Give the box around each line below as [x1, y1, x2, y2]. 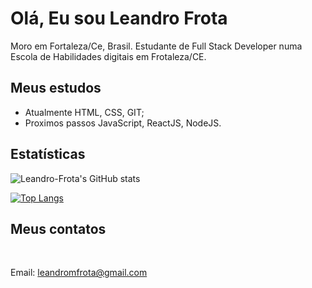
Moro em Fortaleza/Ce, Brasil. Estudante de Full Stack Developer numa [10, 40, 303, 52]
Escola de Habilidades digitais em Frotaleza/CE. [10, 50, 207, 62]
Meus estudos [10, 80, 102, 97]
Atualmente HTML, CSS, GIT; [24, 106, 145, 118]
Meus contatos [10, 220, 107, 237]
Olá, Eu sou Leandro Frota [10, 7, 228, 30]
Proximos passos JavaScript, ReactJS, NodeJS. [24, 117, 222, 129]
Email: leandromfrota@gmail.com [10, 267, 148, 279]
